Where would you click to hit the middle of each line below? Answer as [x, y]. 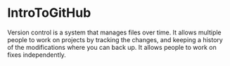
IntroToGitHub [49, 13]
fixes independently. [37, 55]
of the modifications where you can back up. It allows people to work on [112, 47]
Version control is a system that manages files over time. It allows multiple [114, 32]
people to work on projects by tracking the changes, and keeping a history [115, 39]
